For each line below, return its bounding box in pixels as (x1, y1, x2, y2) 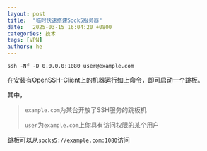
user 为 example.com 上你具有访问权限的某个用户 (24, 121, 160, 129)
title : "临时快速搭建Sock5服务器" (7, 17, 102, 24)
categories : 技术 (7, 30, 57, 37)
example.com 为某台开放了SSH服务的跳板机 (24, 106, 147, 114)
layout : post (7, 10, 46, 18)
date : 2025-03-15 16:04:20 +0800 (7, 23, 112, 30)
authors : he (7, 43, 42, 50)
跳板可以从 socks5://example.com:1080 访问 (7, 135, 130, 144)
